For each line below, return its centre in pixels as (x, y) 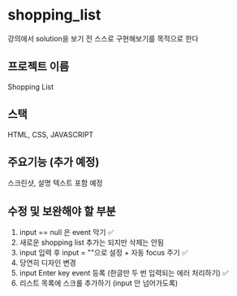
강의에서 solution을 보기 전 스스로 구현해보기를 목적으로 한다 (103, 38)
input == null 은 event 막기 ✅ (67, 233)
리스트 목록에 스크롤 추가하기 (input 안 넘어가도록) (99, 283)
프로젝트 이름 (39, 67)
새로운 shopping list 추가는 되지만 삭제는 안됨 (91, 242)
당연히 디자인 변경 (47, 263)
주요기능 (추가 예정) (54, 161)
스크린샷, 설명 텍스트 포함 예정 (55, 183)
